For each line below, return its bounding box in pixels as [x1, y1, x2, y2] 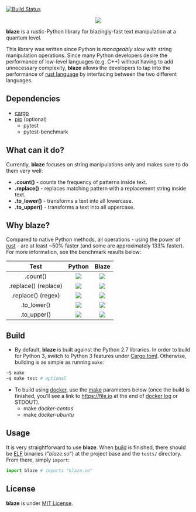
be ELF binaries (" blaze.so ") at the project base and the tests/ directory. [6, 450, 182, 457]
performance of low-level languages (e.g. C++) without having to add [6, 58, 174, 65]
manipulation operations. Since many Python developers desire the [6, 52, 168, 59]
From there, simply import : [6, 456, 70, 463]
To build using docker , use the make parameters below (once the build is [14, 386, 190, 393]
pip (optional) [14, 115, 47, 123]
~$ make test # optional [6, 376, 67, 382]
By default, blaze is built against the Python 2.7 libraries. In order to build [14, 346, 191, 353]
